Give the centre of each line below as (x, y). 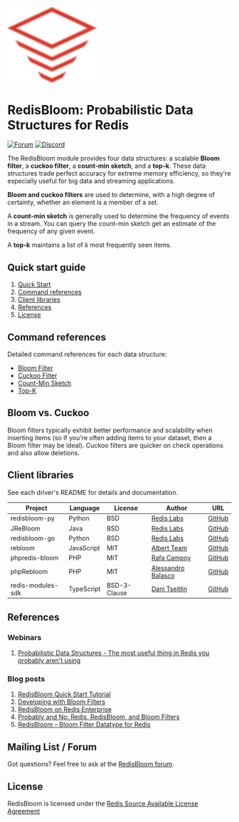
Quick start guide (47, 267)
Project (37, 508)
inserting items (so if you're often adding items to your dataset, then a (110, 437)
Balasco (164, 575)
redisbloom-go (33, 538)
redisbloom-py (32, 518)
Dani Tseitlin (169, 589)
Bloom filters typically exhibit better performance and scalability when (110, 430)
